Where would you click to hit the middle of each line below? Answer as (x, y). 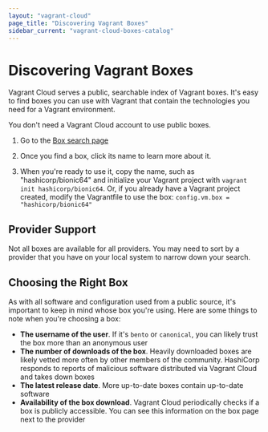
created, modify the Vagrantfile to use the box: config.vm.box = (125, 197)
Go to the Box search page (64, 140)
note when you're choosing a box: (65, 318)
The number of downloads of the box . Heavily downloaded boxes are (136, 351)
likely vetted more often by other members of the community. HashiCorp (140, 359)
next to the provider (53, 419)
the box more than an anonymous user (84, 342)
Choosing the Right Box (68, 283)
